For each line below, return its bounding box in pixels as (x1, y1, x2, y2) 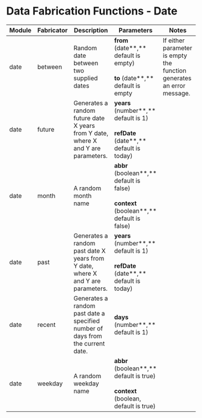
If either (162, 36, 185, 45)
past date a (73, 309, 105, 317)
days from (73, 332, 102, 340)
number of (73, 324, 103, 332)
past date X (73, 246, 106, 255)
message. (162, 89, 191, 97)
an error (162, 81, 186, 90)
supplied (73, 74, 98, 82)
